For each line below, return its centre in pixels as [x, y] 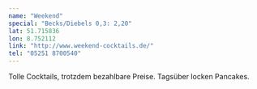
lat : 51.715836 [34, 31]
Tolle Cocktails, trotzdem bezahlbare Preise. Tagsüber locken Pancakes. [129, 76]
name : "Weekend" [36, 16]
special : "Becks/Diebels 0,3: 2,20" [70, 23]
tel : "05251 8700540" [45, 53]
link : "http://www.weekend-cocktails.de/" [81, 46]
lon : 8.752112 [32, 38]
